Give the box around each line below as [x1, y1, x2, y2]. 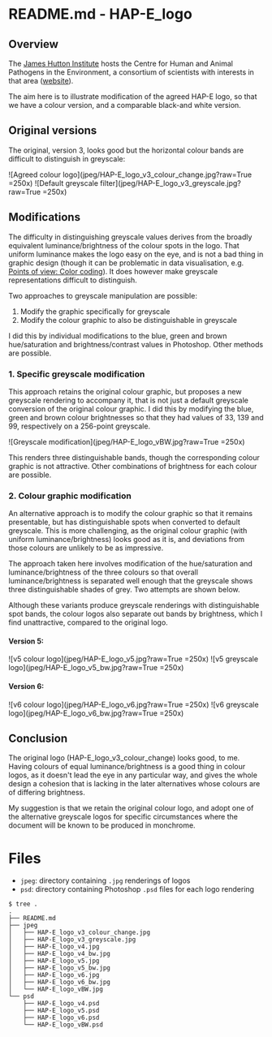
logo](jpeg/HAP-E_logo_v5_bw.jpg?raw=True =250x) [8, 663, 184, 673]
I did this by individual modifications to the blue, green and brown [8, 330, 227, 341]
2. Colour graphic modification [8, 490, 132, 501]
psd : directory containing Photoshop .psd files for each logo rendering [19, 884, 254, 894]
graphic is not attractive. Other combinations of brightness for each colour [8, 461, 257, 471]
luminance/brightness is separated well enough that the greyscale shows [8, 576, 253, 586]
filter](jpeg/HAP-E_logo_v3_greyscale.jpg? [100, 178, 241, 187]
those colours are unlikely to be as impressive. [8, 543, 164, 553]
